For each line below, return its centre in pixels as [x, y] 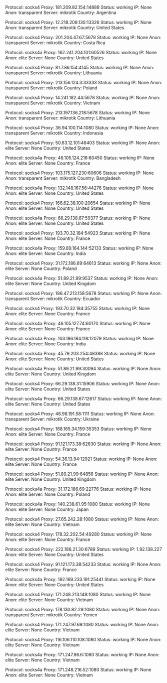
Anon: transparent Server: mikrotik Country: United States [65, 28]
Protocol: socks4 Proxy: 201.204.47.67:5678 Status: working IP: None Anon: [83, 37]
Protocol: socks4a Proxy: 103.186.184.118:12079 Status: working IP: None [79, 338]
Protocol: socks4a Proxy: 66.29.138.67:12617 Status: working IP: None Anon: [84, 399]
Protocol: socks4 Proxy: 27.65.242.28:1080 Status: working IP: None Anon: [82, 519]
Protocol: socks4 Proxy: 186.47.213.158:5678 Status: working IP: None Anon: [83, 293]
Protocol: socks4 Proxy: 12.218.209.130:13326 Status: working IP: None [78, 22]
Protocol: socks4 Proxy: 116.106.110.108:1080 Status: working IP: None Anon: [83, 640]
